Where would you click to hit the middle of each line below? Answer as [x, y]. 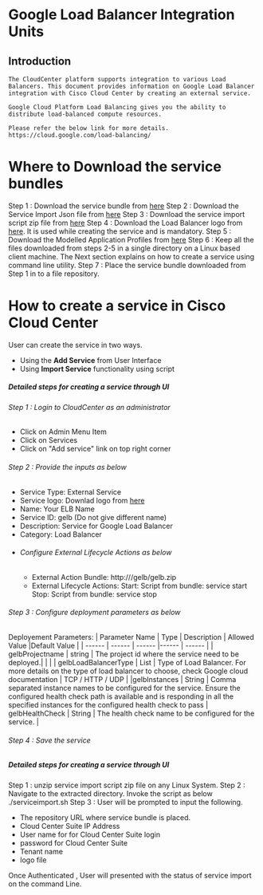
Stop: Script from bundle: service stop [94, 594]
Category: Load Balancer [61, 534]
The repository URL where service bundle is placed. [105, 817]
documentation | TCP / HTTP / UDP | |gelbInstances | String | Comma [122, 680]
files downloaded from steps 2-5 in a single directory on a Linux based [124, 248]
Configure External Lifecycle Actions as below [96, 553]
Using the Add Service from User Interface [90, 360]
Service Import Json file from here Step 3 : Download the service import [127, 214]
